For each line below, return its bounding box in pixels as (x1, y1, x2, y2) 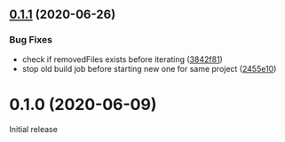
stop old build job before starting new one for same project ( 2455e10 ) (21, 63, 277, 74)
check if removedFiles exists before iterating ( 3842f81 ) (21, 53, 224, 65)
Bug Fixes (9, 34, 53, 46)
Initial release (9, 123, 58, 134)
